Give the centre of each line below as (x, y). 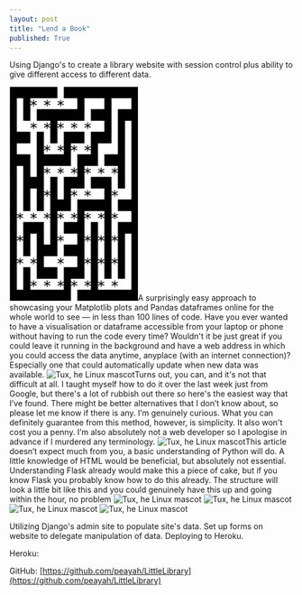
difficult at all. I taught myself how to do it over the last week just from (139, 385)
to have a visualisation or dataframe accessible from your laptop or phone (146, 327)
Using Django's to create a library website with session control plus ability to (151, 65)
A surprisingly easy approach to (197, 298)
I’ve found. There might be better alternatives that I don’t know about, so (144, 404)
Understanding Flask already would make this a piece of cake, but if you (143, 470)
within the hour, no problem (60, 499)
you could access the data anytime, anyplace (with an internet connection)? (150, 356)
